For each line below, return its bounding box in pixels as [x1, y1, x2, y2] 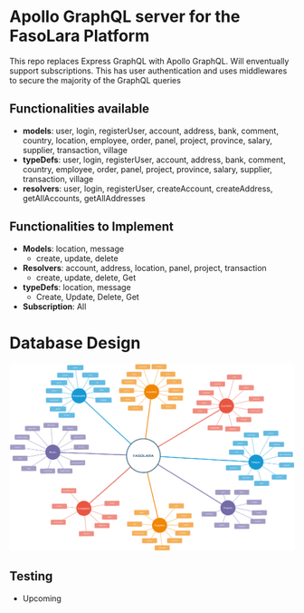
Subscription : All [22, 301, 87, 312]
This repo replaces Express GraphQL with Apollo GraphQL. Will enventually [9, 55, 290, 66]
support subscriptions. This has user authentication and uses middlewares [9, 65, 288, 76]
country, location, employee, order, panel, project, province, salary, [22, 134, 273, 146]
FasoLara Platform [9, 25, 150, 46]
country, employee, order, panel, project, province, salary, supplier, [22, 163, 273, 174]
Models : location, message [22, 243, 125, 254]
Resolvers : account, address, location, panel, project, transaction [22, 262, 267, 273]
